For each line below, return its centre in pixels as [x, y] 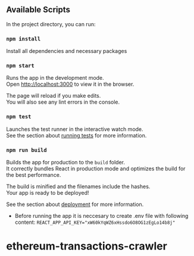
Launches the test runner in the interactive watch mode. [75, 129]
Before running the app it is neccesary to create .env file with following [101, 216]
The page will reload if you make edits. [54, 96]
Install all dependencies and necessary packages [67, 51]
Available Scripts [38, 10]
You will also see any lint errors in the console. [63, 102]
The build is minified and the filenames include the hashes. [78, 186]
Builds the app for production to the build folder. [66, 162]
